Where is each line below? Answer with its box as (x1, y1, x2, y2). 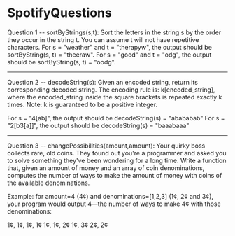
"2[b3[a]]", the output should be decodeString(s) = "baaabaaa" (7, 121, 190, 130)
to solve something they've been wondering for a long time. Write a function (7, 156, 227, 165)
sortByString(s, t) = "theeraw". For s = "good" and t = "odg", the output (7, 50, 212, 59)
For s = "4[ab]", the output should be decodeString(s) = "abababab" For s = (7, 113, 225, 122)
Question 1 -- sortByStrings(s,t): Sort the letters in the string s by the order (7, 28, 222, 36)
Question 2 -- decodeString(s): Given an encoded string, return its (7, 78, 198, 86)
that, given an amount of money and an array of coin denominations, (7, 163, 205, 172)
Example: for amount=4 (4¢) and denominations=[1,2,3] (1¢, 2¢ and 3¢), (7, 192, 214, 200)
